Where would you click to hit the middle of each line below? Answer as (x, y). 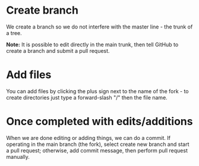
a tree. (14, 33)
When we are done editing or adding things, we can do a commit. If (89, 138)
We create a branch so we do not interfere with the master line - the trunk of (99, 27)
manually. (18, 157)
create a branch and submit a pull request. (58, 50)
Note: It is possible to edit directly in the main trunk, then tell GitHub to (92, 44)
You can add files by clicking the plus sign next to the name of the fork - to (97, 91)
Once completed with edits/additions (99, 122)
